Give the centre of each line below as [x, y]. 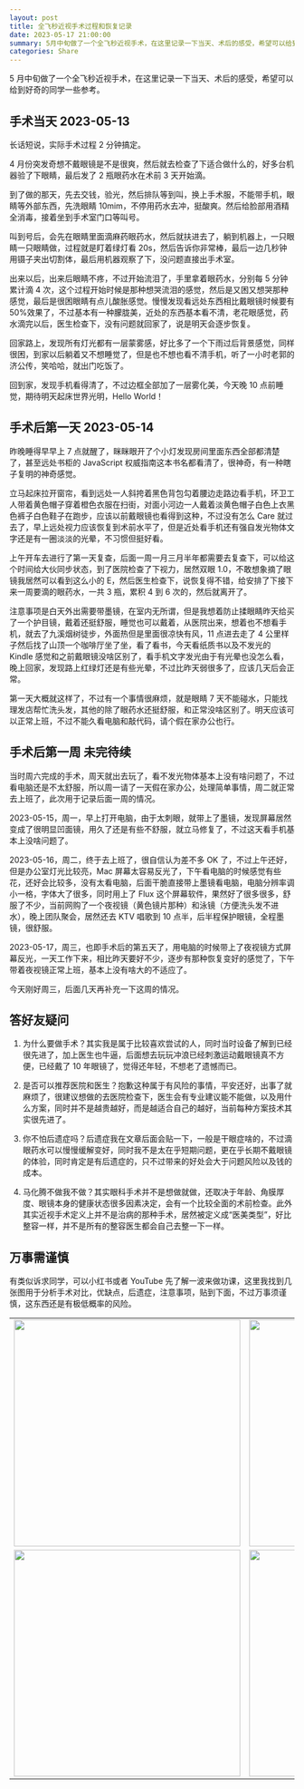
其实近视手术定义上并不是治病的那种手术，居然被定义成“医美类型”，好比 [157, 1215]
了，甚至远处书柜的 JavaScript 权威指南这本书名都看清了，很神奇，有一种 [147, 462]
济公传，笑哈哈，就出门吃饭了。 [69, 365]
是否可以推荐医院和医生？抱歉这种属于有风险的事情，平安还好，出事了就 [157, 1085]
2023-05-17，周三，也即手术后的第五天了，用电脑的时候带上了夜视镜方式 [147, 947]
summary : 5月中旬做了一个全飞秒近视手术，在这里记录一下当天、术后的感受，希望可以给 [151, 43]
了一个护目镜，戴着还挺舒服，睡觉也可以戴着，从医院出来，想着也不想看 [144, 622]
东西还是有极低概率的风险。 [85, 1304]
